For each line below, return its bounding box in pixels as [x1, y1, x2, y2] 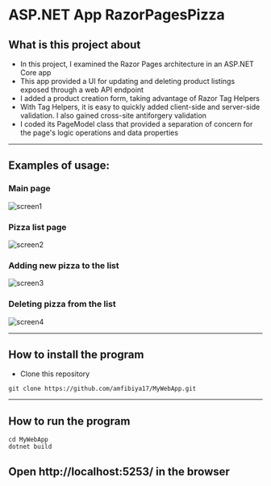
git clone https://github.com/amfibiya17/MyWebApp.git [8, 385, 197, 393]
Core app [19, 68, 52, 78]
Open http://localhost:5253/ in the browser [8, 464, 230, 478]
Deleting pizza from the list [8, 299, 116, 310]
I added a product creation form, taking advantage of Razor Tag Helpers [19, 94, 261, 103]
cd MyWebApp [8, 436, 48, 444]
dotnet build [8, 442, 52, 451]
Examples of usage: [8, 159, 110, 173]
